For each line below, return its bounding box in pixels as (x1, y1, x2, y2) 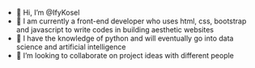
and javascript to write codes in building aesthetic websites (15, 25, 215, 34)
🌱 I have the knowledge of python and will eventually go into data (15, 33, 234, 43)
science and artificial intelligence (15, 42, 126, 52)
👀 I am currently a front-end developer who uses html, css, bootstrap (15, 16, 247, 26)
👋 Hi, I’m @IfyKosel (15, 8, 80, 17)
